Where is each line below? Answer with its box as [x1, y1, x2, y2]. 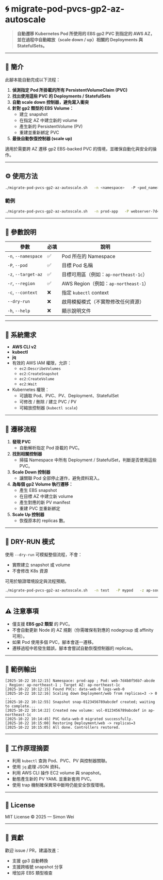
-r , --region [7, 280, 35, 287]
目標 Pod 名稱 [62, 262, 93, 269]
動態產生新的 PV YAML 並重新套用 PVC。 [12, 776, 95, 782]
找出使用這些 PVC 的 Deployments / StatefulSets [12, 93, 111, 99]
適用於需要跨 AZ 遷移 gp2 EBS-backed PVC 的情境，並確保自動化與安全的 [5, 146, 153, 151]
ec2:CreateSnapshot [19, 372, 59, 376]
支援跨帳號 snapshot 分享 [12, 864, 63, 869]
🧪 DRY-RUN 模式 [5, 538, 55, 546]
